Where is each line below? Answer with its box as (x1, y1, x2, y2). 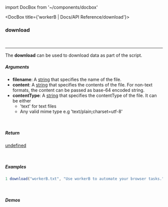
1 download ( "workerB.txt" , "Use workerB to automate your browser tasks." (5, 176, 164, 181)
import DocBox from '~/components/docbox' (5, 5, 98, 10)
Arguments (5, 64, 29, 70)
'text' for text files (19, 103, 56, 110)
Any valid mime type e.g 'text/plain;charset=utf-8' (19, 109, 123, 115)
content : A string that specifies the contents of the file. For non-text (12, 82, 152, 88)
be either (12, 98, 31, 104)
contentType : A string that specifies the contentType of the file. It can (12, 92, 157, 98)
